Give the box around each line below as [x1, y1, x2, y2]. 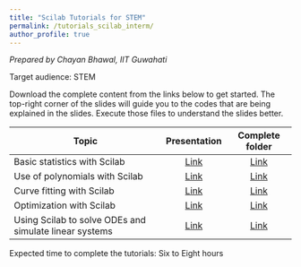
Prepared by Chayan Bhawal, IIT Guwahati [9, 55, 168, 65]
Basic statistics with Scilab [13, 156, 125, 168]
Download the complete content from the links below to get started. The [9, 89, 276, 99]
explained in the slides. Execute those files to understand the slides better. [9, 108, 284, 119]
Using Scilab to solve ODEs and [13, 214, 146, 227]
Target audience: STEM [9, 72, 96, 82]
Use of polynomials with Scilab [13, 170, 143, 183]
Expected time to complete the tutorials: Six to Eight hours [9, 248, 224, 259]
